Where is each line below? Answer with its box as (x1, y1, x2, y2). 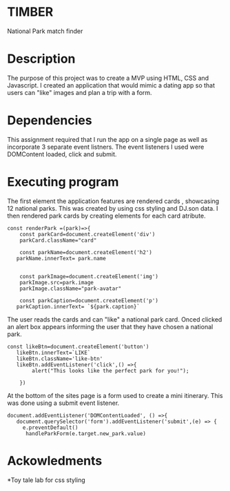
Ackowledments (7, 452, 103, 468)
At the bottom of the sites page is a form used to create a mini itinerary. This (7, 391, 223, 399)
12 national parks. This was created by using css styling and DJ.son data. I (7, 204, 218, 212)
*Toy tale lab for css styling (7, 476, 86, 484)
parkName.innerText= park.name (16, 255, 107, 262)
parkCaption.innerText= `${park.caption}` (16, 303, 140, 310)
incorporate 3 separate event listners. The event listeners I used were (7, 143, 205, 151)
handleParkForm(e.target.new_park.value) (25, 430, 147, 437)
